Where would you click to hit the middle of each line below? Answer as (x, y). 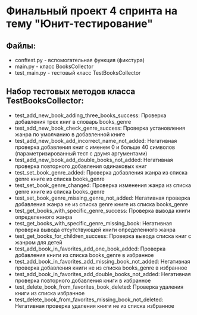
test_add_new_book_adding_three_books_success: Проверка (90, 115)
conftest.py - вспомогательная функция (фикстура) (79, 60)
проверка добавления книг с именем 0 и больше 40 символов (95, 147)
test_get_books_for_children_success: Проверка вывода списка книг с (103, 236)
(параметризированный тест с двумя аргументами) (81, 153)
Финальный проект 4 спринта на (92, 11)
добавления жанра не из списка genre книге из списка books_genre (101, 204)
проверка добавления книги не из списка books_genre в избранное (101, 268)
